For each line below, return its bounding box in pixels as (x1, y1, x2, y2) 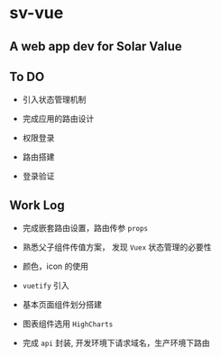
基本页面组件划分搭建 (22, 299, 102, 310)
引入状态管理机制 (22, 94, 87, 105)
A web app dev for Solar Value (9, 39, 182, 54)
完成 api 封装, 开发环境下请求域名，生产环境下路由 (22, 337, 210, 349)
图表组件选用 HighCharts (22, 318, 114, 329)
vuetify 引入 (22, 280, 69, 291)
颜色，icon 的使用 (22, 261, 88, 272)
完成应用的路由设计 (22, 114, 95, 124)
